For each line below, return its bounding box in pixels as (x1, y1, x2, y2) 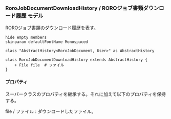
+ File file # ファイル (14, 63, 65, 68)
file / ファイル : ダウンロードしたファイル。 (5, 108, 96, 114)
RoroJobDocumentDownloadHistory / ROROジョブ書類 (5, 4, 143, 11)
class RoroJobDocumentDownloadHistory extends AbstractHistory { (5, 57, 147, 62)
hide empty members (5, 35, 47, 40)
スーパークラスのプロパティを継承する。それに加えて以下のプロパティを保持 (5, 91, 166, 97)
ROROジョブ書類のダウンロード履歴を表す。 (5, 25, 99, 31)
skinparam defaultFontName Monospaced (5, 39, 88, 44)
